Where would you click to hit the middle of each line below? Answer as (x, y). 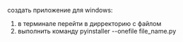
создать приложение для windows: (60, 10)
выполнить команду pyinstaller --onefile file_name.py (97, 31)
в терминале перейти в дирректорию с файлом (89, 23)
